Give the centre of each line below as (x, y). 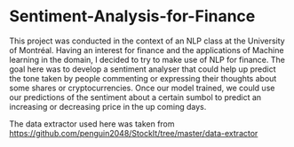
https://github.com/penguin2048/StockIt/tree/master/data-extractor (134, 133)
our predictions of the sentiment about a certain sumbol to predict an (135, 97)
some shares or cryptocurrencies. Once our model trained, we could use (142, 88)
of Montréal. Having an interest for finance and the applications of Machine (147, 50)
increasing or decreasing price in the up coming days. (108, 106)
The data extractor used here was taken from (92, 124)
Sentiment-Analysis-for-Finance (132, 16)
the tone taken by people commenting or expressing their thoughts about (143, 78)
